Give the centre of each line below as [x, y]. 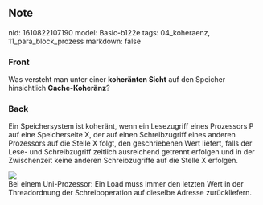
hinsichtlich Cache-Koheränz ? [59, 88]
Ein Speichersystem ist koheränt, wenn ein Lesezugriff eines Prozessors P [131, 126]
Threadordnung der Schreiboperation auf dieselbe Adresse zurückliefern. [130, 193]
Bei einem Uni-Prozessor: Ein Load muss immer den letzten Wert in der [126, 184]
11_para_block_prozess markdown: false [75, 41]
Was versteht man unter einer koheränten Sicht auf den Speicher [117, 80]
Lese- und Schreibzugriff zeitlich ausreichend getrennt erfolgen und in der [131, 152]
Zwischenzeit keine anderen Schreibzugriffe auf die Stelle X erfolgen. [123, 161]
